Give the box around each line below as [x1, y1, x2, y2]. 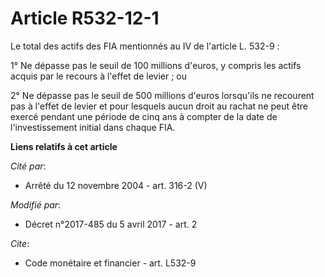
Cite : [10, 237, 30, 249]
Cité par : [10, 160, 47, 172]
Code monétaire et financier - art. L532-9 [24, 257, 197, 269]
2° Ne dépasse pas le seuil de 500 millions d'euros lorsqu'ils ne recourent [10, 89, 315, 101]
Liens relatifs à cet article [10, 140, 118, 152]
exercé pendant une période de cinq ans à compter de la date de [10, 110, 278, 122]
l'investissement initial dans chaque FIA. [10, 121, 176, 133]
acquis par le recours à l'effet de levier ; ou [10, 70, 188, 82]
